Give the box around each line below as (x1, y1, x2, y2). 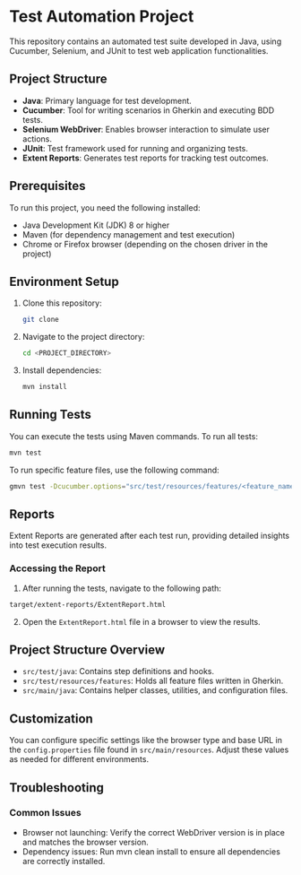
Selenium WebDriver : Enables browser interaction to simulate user (21, 124, 271, 134)
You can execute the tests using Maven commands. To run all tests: (9, 430, 258, 441)
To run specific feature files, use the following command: (9, 464, 219, 475)
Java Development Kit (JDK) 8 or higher (21, 220, 170, 230)
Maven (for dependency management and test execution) (21, 229, 236, 239)
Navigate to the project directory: (21, 332, 145, 342)
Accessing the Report (9, 562, 106, 575)
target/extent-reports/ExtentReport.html (9, 600, 167, 609)
